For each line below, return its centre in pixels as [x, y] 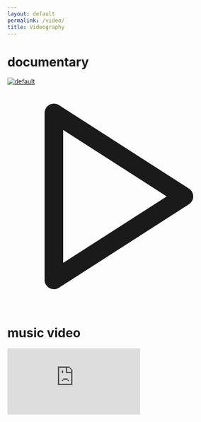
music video [44, 333]
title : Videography [36, 27]
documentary [48, 62]
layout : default [31, 14]
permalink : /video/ [36, 20]
